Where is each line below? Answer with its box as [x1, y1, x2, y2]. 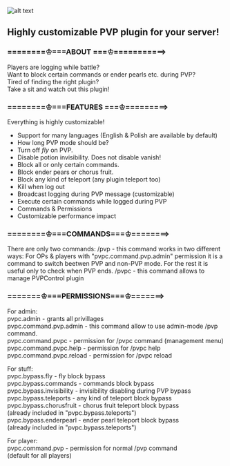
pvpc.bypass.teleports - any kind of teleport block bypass [7, 394, 172, 402]
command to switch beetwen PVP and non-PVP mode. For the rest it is [7, 260, 209, 268]
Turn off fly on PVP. [17, 146, 74, 154]
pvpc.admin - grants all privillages [7, 314, 104, 322]
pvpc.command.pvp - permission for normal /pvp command [7, 444, 178, 452]
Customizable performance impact [17, 211, 117, 220]
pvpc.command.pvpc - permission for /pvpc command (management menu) [7, 336, 224, 344]
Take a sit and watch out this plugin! [7, 85, 110, 93]
